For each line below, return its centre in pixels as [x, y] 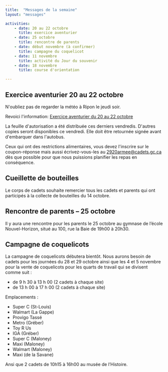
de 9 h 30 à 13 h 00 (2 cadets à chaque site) [58, 282]
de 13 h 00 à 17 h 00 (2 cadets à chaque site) [59, 287]
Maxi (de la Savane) [33, 355]
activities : [18, 24]
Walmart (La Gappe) [33, 312]
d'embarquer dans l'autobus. [35, 137]
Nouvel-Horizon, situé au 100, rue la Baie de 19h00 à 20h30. [67, 229]
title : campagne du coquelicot [51, 51]
